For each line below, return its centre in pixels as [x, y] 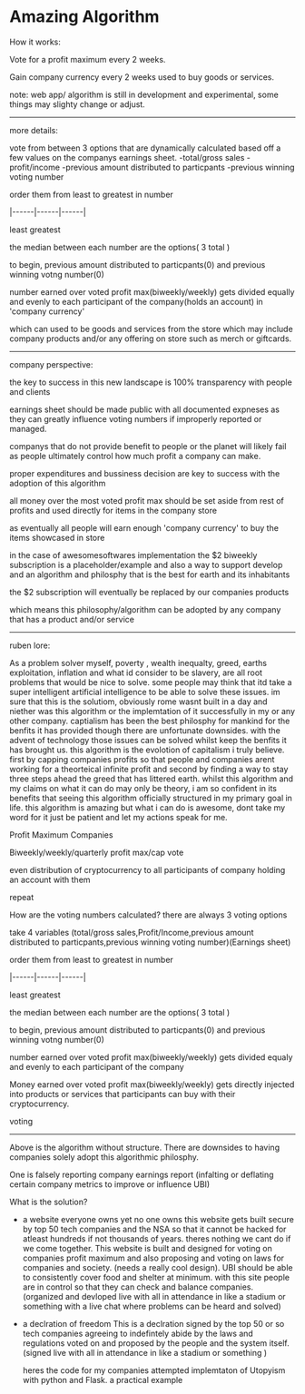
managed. [28, 428]
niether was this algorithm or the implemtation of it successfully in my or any [152, 711]
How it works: [35, 42]
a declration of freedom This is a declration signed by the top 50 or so [153, 1323]
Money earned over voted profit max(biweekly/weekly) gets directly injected [152, 1084]
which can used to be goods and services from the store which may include [151, 329]
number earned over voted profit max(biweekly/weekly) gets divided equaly [151, 1057]
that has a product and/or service [72, 619]
